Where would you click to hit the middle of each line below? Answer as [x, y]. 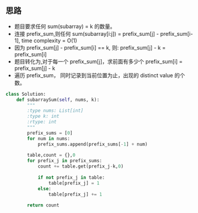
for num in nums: [48, 139]
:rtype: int [42, 122]
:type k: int [43, 116]
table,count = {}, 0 [51, 155]
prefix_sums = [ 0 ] [50, 133]
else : [44, 188]
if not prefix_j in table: [71, 177]
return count [43, 205]
